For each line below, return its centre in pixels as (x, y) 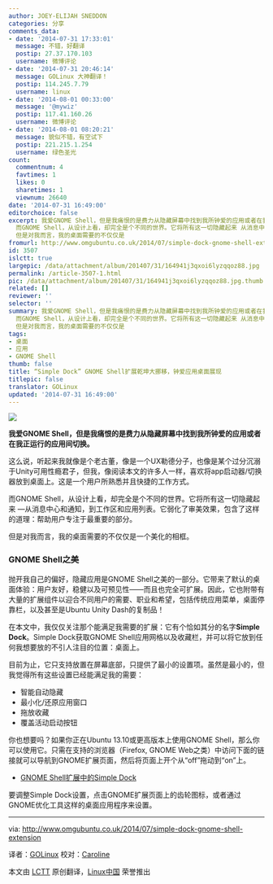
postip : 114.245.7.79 (52, 84)
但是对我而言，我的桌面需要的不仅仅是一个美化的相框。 (101, 536)
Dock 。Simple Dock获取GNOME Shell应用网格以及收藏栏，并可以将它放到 (132, 637)
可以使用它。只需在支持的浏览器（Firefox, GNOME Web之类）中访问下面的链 (136, 750)
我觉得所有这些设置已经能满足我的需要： (76, 674)
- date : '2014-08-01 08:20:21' (61, 129)
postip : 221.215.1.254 (54, 144)
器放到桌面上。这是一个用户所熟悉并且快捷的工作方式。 (101, 482)
